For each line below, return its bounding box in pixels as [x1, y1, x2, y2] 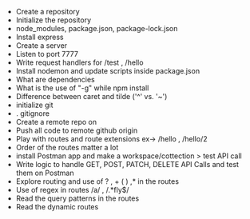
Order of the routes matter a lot [15, 143, 119, 152]
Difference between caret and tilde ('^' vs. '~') [15, 92, 168, 101]
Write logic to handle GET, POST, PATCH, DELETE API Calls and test [15, 160, 240, 169]
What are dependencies [15, 75, 95, 84]
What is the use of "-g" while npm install [15, 83, 149, 93]
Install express [15, 32, 64, 42]
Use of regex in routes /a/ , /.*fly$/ [15, 185, 129, 194]
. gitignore [15, 109, 50, 118]
